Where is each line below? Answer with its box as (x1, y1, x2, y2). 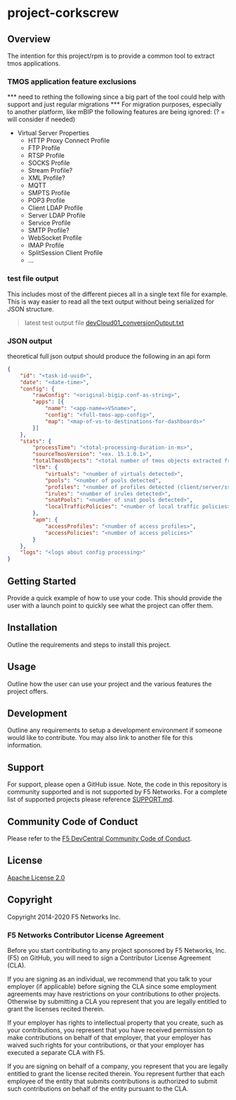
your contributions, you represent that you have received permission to (7, 1025, 213, 1034)
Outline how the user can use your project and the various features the (7, 679, 212, 688)
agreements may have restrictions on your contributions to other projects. (7, 989, 221, 998)
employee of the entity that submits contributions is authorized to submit (7, 1077, 218, 1085)
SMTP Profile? (27, 226, 70, 235)
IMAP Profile (27, 241, 65, 249)
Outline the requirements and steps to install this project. (7, 640, 171, 649)
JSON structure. (7, 304, 54, 313)
